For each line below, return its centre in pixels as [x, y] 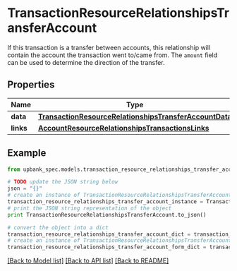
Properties [31, 85]
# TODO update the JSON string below [63, 182]
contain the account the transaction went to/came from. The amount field [113, 55]
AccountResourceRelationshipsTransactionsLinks [123, 128]
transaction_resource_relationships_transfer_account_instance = [105, 202]
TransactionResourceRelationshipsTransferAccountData [135, 116]
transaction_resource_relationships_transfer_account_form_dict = [107, 247]
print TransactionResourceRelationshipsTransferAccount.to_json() [107, 215]
